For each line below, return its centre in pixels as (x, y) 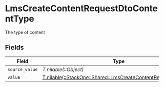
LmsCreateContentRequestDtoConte (81, 9)
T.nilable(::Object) (63, 70)
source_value (23, 69)
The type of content (25, 32)
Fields (15, 47)
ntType (20, 19)
